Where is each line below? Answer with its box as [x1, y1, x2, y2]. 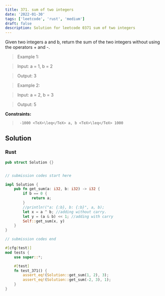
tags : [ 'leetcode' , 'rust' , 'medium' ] [5, 16, 85, 21]
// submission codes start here [5, 173, 71, 178]
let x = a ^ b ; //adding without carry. [23, 209, 107, 214]
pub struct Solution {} [5, 160, 54, 165]
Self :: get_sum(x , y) [23, 219, 65, 224]
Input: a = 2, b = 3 [17, 92, 54, 98]
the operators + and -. [5, 44, 50, 50]
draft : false [5, 21, 32, 26]
